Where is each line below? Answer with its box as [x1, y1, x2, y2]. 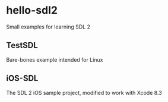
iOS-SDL [6, 74, 39, 84]
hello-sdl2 [6, 4, 58, 17]
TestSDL [6, 40, 39, 50]
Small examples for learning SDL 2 [6, 23, 91, 30]
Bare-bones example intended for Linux [6, 56, 103, 63]
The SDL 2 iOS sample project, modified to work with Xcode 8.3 [6, 89, 162, 96]
